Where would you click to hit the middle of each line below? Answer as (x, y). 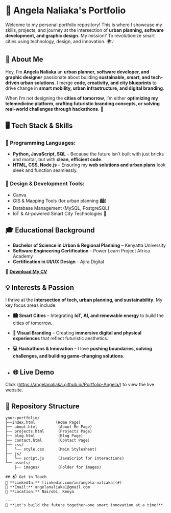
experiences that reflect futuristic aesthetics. (60, 339)
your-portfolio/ (22, 418)
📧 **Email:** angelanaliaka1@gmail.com (48, 487)
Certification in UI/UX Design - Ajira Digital (58, 262)
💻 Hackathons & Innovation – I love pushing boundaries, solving (82, 349)
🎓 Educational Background (50, 230)
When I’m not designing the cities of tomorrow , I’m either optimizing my (82, 98)
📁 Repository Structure (42, 406)
